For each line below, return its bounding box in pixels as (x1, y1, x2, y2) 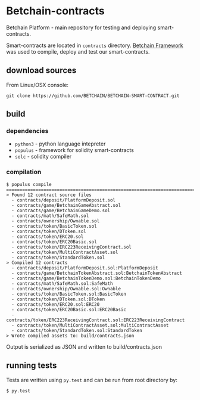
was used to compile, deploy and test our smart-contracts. (6, 48, 150, 55)
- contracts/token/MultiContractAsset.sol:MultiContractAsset (11, 322, 169, 328)
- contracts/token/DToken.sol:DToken (11, 296, 105, 302)
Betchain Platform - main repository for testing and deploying (6, 24, 157, 31)
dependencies (6, 127, 49, 135)
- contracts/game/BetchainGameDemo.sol (11, 207, 111, 213)
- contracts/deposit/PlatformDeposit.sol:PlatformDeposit (11, 265, 159, 271)
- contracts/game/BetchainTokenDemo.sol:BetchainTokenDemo (11, 275, 161, 281)
